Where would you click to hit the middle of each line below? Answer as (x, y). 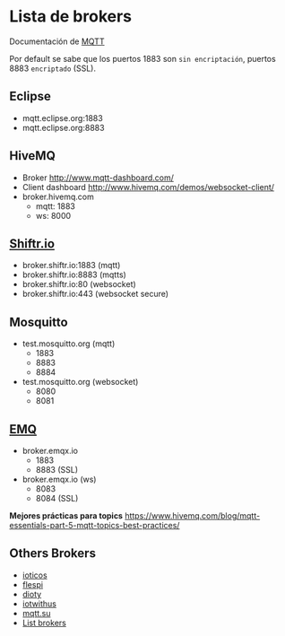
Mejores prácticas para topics (66, 516)
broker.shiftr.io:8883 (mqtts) (74, 274)
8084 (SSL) (57, 498)
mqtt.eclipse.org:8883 (63, 127)
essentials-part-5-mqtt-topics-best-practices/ (95, 525)
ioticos (35, 575)
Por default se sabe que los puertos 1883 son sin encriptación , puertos (142, 58)
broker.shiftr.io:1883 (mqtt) (71, 266)
